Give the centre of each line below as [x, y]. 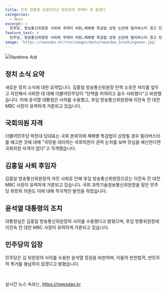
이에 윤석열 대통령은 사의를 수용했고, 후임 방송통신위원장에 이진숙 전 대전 [90, 100]
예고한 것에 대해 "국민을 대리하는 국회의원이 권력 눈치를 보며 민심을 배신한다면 [85, 142]
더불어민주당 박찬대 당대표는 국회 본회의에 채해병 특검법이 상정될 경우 [72, 136]
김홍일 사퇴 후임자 [31, 166]
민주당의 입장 [24, 245]
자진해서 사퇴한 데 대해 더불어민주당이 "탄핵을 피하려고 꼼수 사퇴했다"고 [79, 93]
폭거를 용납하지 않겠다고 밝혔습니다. [45, 264]
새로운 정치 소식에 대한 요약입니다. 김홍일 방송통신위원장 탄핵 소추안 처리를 [78, 87]
